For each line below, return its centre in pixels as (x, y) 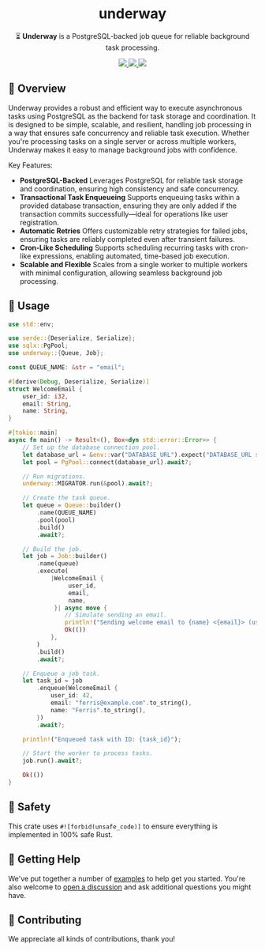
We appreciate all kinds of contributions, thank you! (92, 939)
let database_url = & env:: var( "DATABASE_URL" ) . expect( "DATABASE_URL (137, 455)
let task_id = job (52, 681)
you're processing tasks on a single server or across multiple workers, (122, 141)
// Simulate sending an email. (116, 615)
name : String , (45, 411)
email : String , (47, 404)
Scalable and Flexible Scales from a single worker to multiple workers (134, 264)
